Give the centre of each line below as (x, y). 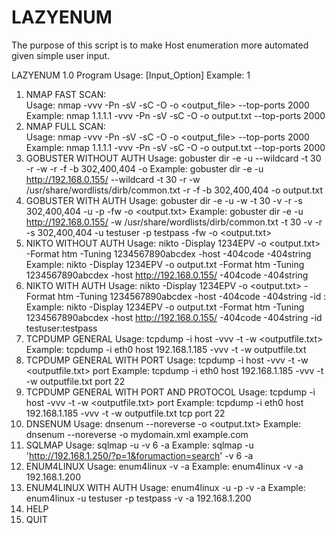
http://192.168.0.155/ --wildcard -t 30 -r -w (113, 179)
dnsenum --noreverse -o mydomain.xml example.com (137, 434)
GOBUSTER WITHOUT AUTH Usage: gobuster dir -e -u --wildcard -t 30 (173, 158)
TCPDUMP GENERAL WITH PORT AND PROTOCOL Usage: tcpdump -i (170, 392)
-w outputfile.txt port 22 (75, 381)
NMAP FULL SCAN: (66, 126)
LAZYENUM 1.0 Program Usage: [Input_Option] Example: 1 (131, 75)
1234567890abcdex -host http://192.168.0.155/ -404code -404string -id (174, 317)
